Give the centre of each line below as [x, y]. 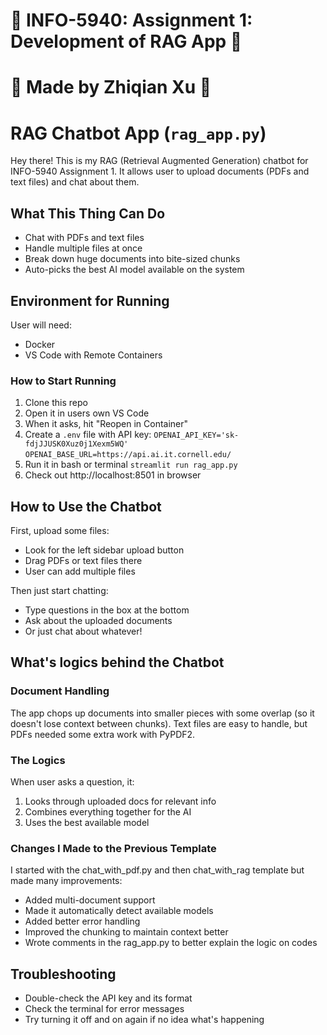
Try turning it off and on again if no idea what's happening [144, 1020]
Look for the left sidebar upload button [104, 550]
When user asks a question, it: [72, 782]
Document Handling [60, 691]
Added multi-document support [90, 900]
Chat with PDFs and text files [84, 238]
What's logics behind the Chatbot [117, 662]
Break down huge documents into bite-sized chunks [132, 259]
